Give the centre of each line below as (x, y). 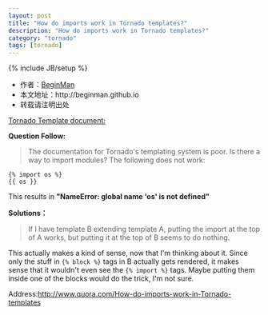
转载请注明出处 (44, 105)
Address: (23, 294)
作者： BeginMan (47, 85)
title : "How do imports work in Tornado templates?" (98, 23)
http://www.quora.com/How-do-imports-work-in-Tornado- (134, 294)
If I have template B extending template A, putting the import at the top (144, 229)
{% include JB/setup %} (48, 68)
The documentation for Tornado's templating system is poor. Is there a (144, 152)
